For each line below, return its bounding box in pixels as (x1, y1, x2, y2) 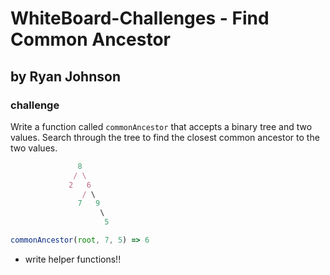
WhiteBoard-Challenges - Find (10, 7, 270, 30)
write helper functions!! (24, 253, 122, 265)
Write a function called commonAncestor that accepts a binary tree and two (10, 120, 313, 132)
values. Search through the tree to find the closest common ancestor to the (10, 131, 320, 143)
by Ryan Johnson (10, 68, 121, 85)
